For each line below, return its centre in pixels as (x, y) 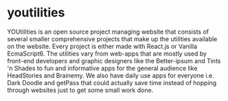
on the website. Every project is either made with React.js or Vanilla (102, 46)
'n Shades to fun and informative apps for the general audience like (102, 68)
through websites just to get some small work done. (80, 90)
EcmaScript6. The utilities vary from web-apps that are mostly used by (107, 54)
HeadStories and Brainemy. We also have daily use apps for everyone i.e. (111, 75)
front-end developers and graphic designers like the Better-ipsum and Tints (114, 60)
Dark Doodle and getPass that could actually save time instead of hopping (112, 82)
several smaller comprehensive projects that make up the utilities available (112, 38)
